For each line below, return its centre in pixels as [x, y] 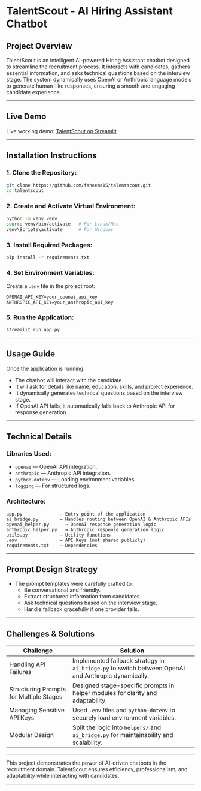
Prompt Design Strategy [52, 569]
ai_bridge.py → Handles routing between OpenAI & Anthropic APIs [99, 519]
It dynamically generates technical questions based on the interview [99, 393]
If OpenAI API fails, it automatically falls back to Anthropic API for [95, 406]
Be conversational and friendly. [62, 590]
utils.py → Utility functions [59, 535]
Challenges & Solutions [50, 633]
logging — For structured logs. [53, 486]
